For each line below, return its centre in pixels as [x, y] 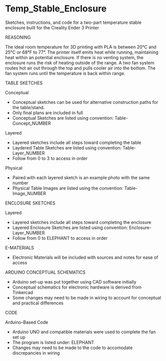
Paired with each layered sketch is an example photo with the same [81, 177]
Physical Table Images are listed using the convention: [68, 188]
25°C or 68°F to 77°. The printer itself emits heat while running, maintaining [82, 52]
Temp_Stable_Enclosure [56, 9]
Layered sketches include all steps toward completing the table [77, 143]
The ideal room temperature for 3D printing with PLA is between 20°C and [81, 47]
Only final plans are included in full [48, 113]
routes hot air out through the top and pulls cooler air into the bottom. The [81, 68]
